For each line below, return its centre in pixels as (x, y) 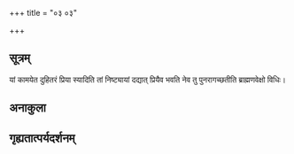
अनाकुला (27, 108)
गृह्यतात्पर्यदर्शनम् (42, 138)
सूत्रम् (20, 58)
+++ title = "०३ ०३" (43, 13)
